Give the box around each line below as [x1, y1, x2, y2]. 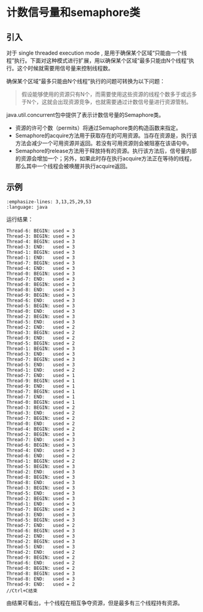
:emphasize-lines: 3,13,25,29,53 [6, 198, 92, 205]
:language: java [6, 204, 48, 210]
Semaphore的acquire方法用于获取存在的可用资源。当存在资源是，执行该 [15, 132, 197, 139]
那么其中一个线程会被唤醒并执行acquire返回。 [15, 163, 131, 170]
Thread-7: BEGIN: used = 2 [6, 415, 75, 421]
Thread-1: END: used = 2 [6, 367, 75, 373]
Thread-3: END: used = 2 [6, 409, 75, 416]
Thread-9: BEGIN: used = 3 [6, 292, 75, 298]
